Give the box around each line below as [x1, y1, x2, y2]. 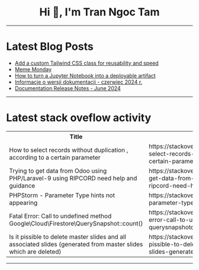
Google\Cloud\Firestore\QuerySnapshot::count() [9, 219, 143, 227]
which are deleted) [9, 247, 62, 256]
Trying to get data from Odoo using [9, 166, 107, 174]
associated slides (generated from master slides [9, 240, 143, 248]
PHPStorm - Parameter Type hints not [9, 191, 115, 199]
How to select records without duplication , [9, 145, 129, 154]
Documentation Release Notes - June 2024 [14, 84, 121, 91]
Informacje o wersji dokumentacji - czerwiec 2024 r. [14, 78, 143, 85]
